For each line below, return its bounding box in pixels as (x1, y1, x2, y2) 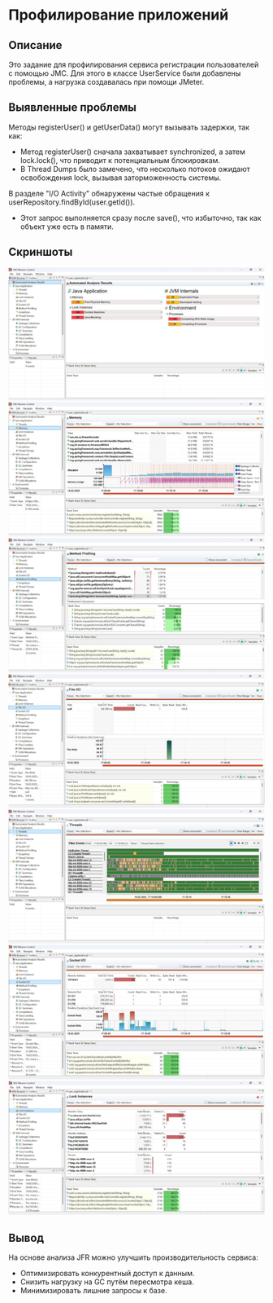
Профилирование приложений (8, 6, 229, 24)
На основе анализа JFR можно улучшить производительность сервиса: (8, 1252, 258, 1262)
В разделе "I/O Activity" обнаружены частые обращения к (8, 188, 210, 198)
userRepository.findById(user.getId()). (8, 197, 136, 207)
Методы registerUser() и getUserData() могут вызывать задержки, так (8, 122, 250, 132)
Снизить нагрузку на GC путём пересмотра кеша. (19, 1277, 195, 1287)
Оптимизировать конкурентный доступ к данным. (19, 1269, 195, 1279)
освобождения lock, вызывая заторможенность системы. (19, 173, 222, 183)
